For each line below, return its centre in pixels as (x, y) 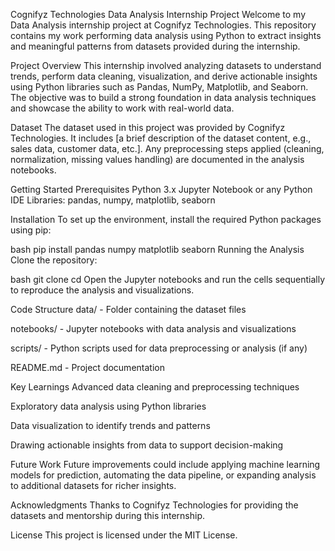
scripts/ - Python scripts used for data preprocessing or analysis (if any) (159, 348)
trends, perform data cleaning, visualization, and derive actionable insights (164, 76)
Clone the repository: (54, 260)
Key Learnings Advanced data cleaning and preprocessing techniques (155, 387)
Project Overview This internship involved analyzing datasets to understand (166, 65)
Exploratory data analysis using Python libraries (108, 406)
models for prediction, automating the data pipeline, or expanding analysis (163, 475)
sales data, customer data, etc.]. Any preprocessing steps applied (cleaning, (167, 148)
